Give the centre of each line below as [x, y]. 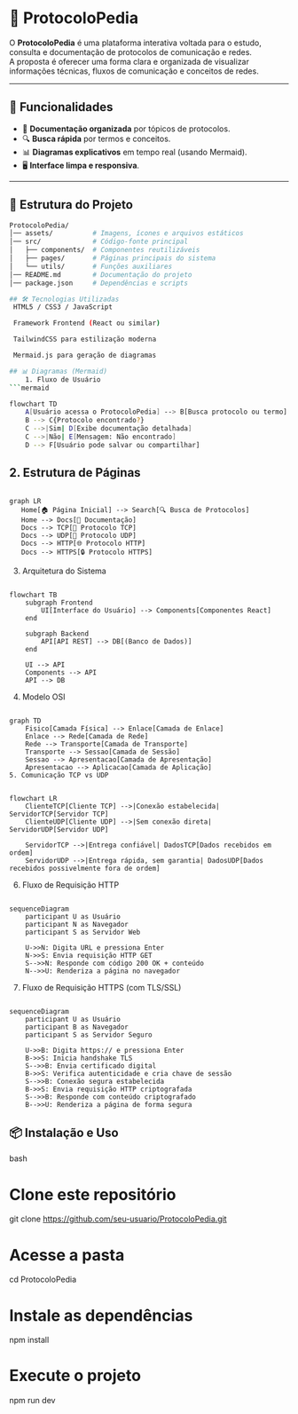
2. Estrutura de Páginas [75, 473]
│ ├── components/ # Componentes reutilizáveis [105, 250]
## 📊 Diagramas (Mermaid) [59, 371]
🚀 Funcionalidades [61, 107]
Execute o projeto [75, 1376]
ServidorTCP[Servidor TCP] [59, 814]
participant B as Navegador [77, 1027]
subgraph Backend [57, 634]
